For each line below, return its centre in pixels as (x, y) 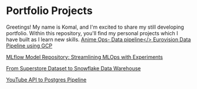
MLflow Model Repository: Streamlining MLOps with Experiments (84, 57)
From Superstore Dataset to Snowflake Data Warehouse (74, 68)
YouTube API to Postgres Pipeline (46, 80)
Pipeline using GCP (29, 46)
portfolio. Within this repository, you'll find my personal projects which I (92, 33)
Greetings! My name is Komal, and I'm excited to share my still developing (95, 27)
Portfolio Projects (49, 11)
